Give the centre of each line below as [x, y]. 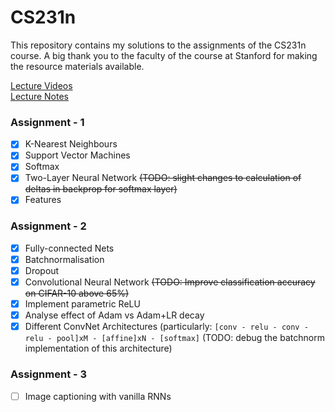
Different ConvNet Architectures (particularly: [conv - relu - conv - [166, 327]
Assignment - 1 [47, 122]
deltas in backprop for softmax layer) [101, 189]
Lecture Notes [40, 96]
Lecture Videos [41, 85]
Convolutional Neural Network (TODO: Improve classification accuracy [170, 282]
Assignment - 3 [49, 374]
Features [43, 200]
